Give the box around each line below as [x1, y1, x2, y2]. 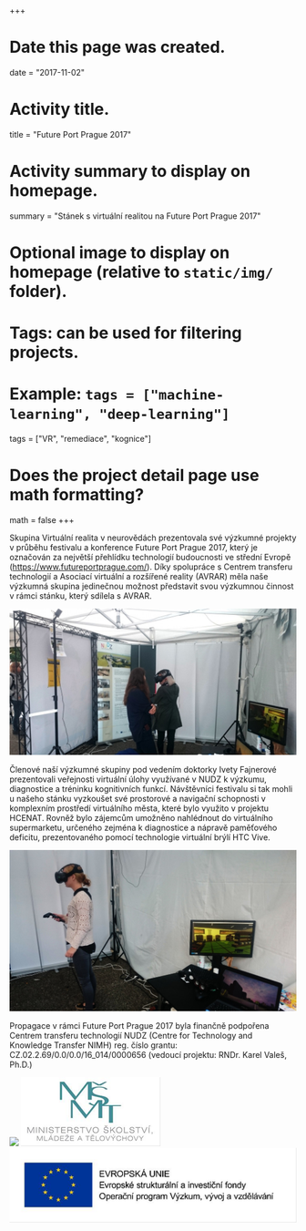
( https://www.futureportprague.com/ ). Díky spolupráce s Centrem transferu [9, 561, 293, 572]
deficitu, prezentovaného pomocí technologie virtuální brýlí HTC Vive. [9, 831, 270, 843]
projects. [9, 343, 79, 363]
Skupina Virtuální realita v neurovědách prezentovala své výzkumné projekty [9, 532, 297, 543]
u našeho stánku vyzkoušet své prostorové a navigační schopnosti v [9, 793, 266, 804]
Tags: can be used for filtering [9, 323, 242, 344]
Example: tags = [9, 384, 135, 405]
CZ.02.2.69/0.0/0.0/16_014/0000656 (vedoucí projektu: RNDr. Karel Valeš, [9, 1049, 287, 1060]
